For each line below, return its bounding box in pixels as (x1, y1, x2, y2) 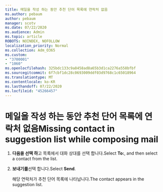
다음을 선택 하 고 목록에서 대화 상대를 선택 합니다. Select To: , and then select (12, 150, 158, 156)
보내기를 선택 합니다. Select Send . (12, 166, 76, 172)
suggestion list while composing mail (5, 134, 159, 145)
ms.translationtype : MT (5, 75, 54, 80)
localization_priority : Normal (5, 43, 69, 48)
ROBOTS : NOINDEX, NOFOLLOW (5, 39, 60, 44)
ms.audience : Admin (5, 30, 45, 35)
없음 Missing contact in (22, 123, 115, 134)
